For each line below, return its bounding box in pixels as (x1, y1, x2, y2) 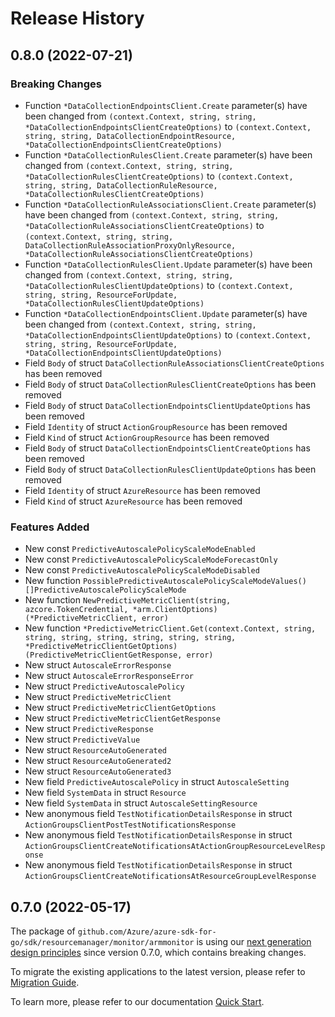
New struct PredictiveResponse (24, 723, 154, 735)
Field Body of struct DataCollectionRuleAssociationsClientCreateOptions (24, 357, 325, 369)
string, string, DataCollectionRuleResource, (24, 180, 218, 191)
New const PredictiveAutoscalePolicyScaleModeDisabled (24, 564, 260, 576)
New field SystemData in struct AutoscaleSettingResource (24, 797, 258, 809)
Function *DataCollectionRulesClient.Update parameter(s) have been (24, 258, 313, 270)
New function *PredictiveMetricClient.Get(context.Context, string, (24, 622, 317, 634)
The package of (10, 925, 76, 937)
